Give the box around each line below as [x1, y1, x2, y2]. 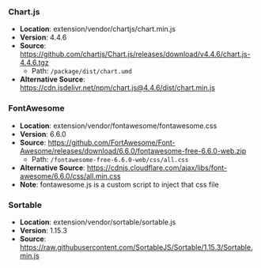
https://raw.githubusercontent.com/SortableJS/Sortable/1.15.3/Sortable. [19, 242, 253, 251]
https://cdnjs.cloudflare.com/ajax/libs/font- [86, 163, 228, 172]
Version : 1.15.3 [19, 225, 67, 235]
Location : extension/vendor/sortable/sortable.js [19, 217, 176, 227]
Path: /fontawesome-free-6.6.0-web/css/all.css [31, 154, 189, 164]
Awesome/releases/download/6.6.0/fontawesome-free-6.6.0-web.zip [19, 145, 247, 156]
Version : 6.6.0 [19, 129, 66, 138]
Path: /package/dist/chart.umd [31, 66, 132, 76]
